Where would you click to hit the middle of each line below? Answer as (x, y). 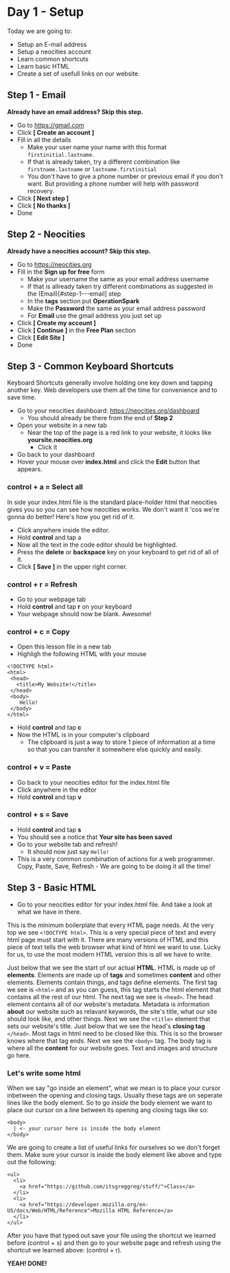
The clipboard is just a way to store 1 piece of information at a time (121, 742)
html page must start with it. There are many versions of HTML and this (108, 939)
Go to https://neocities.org (54, 264)
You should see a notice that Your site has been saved (95, 837)
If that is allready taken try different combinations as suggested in (120, 286)
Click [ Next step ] (43, 198)
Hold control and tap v (49, 797)
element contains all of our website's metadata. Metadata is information (108, 1004)
